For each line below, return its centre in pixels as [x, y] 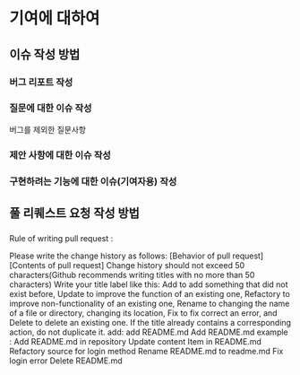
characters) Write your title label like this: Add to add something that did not [149, 284]
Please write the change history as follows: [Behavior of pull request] [137, 256]
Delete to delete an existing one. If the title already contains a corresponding [150, 322]
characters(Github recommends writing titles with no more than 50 [132, 275]
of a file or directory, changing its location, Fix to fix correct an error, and [143, 313]
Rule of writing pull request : [61, 238]
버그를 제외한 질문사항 [48, 129]
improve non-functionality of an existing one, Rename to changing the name [150, 303]
